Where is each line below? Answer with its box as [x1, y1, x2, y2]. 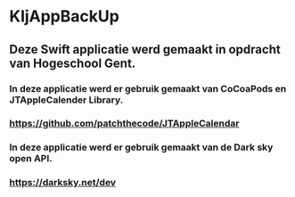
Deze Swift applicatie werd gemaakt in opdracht [9, 42, 281, 57]
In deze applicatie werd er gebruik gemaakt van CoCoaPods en [9, 82, 287, 94]
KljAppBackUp [9, 6, 120, 27]
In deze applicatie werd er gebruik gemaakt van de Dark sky [9, 141, 274, 153]
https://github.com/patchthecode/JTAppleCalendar [9, 118, 240, 130]
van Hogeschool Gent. [9, 55, 136, 70]
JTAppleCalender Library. [9, 94, 124, 106]
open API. [9, 152, 53, 165]
